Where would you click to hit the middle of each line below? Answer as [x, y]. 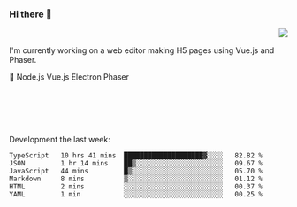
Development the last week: [60, 140]
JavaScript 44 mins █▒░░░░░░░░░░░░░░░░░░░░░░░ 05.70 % [136, 172]
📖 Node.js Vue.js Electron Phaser [69, 77]
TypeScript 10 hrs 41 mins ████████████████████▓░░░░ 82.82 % [136, 156]
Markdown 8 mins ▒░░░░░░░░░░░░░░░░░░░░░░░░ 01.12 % [136, 179]
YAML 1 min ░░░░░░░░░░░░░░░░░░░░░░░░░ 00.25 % [136, 195]
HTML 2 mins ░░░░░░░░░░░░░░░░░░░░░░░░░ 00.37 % [136, 187]
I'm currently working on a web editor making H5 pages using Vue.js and [142, 50]
